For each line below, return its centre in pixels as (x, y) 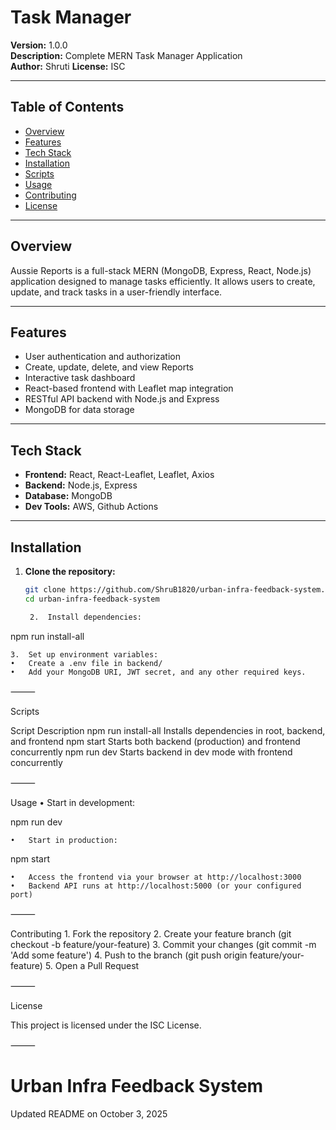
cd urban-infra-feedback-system (92, 599)
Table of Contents (67, 107)
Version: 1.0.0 (39, 45)
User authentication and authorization (103, 357)
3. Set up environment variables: (84, 654)
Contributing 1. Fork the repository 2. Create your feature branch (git (151, 933)
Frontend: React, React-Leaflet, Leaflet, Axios (119, 475)
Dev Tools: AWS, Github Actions (91, 507)
